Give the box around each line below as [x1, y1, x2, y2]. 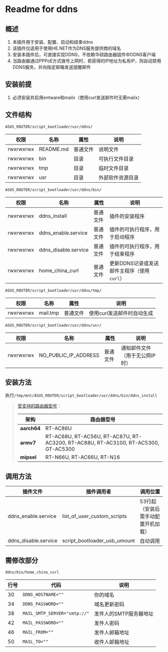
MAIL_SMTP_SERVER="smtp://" [22, 611, 89, 616]
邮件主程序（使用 [109, 267, 150, 274]
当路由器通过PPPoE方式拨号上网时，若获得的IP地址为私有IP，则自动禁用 [12, 58, 161, 64]
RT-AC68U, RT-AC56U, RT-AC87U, [45, 433, 131, 440]
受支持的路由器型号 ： [17, 403, 61, 409]
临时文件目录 [98, 165, 129, 172]
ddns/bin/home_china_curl [5, 570, 59, 575]
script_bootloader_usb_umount [62, 537, 135, 544]
